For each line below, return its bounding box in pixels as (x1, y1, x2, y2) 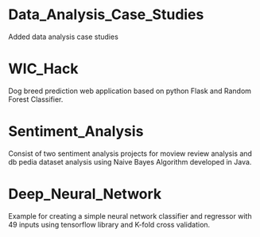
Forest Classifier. (8, 94, 64, 104)
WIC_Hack (8, 60, 79, 78)
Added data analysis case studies (8, 32, 119, 41)
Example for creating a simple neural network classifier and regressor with (8, 211, 252, 220)
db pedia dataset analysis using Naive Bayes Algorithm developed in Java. (8, 157, 252, 166)
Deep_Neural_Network (8, 185, 162, 203)
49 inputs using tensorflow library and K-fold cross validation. (8, 220, 211, 229)
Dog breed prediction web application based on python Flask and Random (8, 86, 252, 95)
